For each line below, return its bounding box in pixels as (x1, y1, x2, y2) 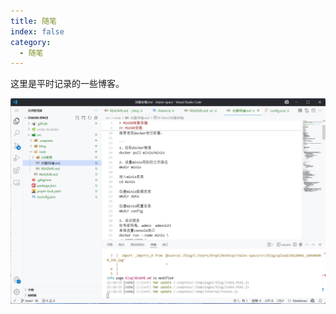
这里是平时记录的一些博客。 (10, 78, 125, 90)
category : (10, 37, 52, 47)
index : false (10, 26, 65, 37)
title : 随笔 (10, 16, 57, 26)
